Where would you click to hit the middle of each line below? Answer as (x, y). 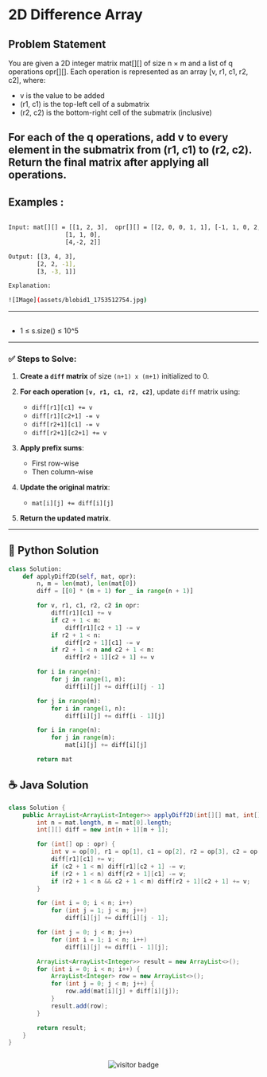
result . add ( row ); (79, 1006)
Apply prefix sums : (52, 447)
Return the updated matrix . (65, 518)
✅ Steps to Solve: (43, 359)
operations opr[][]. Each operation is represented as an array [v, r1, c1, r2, (128, 72)
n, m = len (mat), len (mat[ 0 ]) (87, 584)
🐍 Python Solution (54, 550)
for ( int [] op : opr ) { (76, 844)
